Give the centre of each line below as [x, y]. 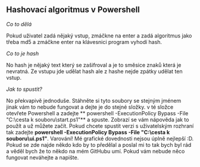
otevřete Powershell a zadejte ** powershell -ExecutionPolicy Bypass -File [97, 113]
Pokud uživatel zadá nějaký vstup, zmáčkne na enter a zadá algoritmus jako [99, 36]
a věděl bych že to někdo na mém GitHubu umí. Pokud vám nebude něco [96, 151]
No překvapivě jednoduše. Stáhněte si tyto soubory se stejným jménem [94, 100]
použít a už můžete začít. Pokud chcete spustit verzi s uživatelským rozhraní [100, 126]
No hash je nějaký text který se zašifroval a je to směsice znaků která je [94, 65]
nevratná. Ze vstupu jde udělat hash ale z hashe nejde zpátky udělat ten [94, 71]
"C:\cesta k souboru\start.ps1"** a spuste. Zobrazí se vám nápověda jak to [98, 119]
